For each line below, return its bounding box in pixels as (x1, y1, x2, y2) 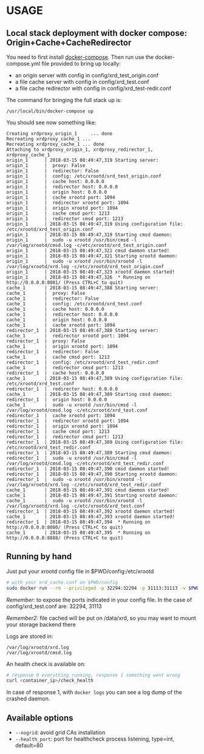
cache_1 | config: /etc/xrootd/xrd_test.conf (6, 301, 143, 307)
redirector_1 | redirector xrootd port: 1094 (6, 418, 129, 424)
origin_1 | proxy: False (6, 162, 86, 168)
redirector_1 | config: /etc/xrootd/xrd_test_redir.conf (6, 359, 159, 365)
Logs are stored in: (6, 632, 53, 640)
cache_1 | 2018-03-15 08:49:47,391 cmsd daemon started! (6, 487, 170, 493)
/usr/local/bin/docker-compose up (6, 108, 94, 114)
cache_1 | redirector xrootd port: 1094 (6, 333, 129, 339)
